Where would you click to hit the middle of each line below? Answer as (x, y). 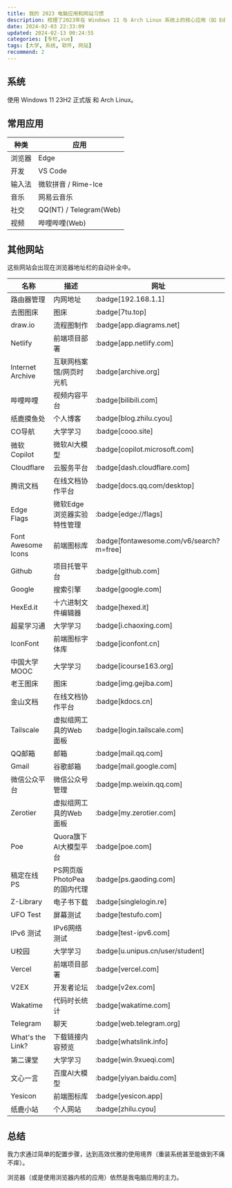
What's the (28, 1037)
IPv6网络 (67, 928)
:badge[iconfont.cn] (128, 644)
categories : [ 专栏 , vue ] (40, 39)
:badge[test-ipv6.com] (133, 933)
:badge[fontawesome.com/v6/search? (158, 541)
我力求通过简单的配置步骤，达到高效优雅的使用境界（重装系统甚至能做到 (110, 1154)
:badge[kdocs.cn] (124, 702)
